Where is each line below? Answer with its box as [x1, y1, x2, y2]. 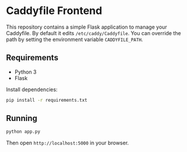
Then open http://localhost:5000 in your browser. [6, 139, 129, 147]
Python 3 [14, 68, 37, 75]
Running [6, 113, 38, 123]
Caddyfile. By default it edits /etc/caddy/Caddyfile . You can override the [6, 29, 181, 36]
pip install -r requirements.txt [6, 97, 88, 103]
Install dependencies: [6, 86, 58, 93]
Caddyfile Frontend [6, 4, 102, 18]
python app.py [6, 129, 41, 135]
